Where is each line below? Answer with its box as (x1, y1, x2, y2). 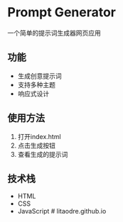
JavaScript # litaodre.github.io (17, 207, 107, 216)
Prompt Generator (7, 4, 116, 21)
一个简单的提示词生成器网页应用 (7, 28, 101, 37)
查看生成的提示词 (17, 150, 68, 158)
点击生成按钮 (17, 141, 55, 150)
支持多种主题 (17, 80, 55, 89)
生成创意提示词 (17, 72, 62, 80)
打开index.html (17, 132, 62, 140)
